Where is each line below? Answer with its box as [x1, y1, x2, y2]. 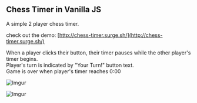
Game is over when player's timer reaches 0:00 [6, 67, 121, 75]
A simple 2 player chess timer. [6, 20, 79, 27]
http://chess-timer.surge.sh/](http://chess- [59, 32, 163, 39]
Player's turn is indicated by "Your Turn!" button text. [6, 61, 134, 68]
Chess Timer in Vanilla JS [6, 5, 102, 15]
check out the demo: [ [6, 32, 60, 39]
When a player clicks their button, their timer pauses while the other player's [6, 49, 191, 56]
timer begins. [6, 55, 38, 62]
